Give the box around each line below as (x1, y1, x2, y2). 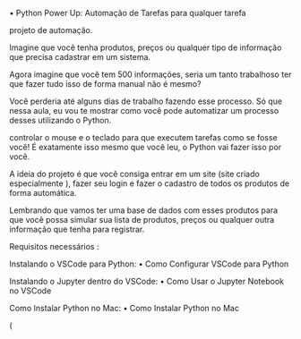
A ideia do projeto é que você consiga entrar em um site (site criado (9, 169, 260, 179)
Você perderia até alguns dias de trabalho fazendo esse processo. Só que (9, 96, 283, 106)
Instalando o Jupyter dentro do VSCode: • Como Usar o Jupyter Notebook (9, 276, 285, 286)
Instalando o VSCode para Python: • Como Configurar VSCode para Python (9, 258, 289, 269)
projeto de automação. (9, 25, 93, 35)
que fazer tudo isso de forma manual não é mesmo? (9, 79, 202, 89)
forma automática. (9, 188, 77, 198)
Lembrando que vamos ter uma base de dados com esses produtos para (9, 205, 279, 216)
